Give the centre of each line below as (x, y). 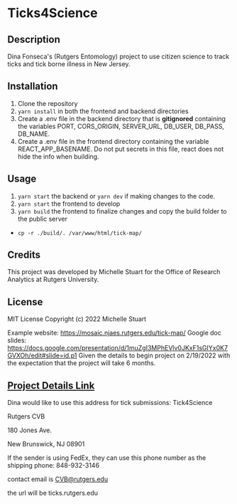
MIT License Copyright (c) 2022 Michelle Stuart (77, 319)
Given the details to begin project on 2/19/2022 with (154, 356)
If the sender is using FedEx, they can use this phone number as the (107, 458)
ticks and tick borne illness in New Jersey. (69, 64)
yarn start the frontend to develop (69, 204)
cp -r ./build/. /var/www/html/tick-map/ (79, 233)
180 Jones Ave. (29, 430)
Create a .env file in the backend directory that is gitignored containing (121, 118)
